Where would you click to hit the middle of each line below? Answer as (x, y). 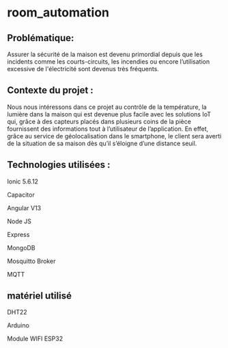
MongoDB (21, 247)
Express (18, 234)
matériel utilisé (39, 296)
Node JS (19, 221)
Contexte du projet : (50, 90)
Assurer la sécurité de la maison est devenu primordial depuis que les (105, 54)
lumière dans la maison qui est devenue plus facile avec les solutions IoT (109, 114)
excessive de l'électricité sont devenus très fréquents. (83, 69)
